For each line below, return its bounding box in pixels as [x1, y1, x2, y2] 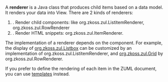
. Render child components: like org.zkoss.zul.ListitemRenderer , [12, 20, 144, 25]
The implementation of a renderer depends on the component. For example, [5, 40, 163, 46]
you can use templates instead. [5, 71, 70, 77]
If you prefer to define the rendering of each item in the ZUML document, [5, 65, 157, 71]
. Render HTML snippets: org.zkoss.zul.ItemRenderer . [12, 30, 124, 36]
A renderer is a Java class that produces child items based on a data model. [5, 5, 163, 10]
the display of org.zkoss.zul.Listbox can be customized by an [5, 45, 132, 51]
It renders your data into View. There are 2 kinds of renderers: [5, 10, 133, 16]
